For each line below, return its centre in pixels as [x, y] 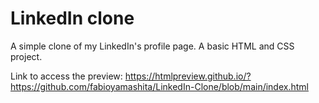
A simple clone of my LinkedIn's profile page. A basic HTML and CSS [152, 46]
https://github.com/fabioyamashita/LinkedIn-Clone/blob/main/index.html [159, 86]
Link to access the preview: [66, 76]
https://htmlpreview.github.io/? [188, 76]
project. [26, 56]
